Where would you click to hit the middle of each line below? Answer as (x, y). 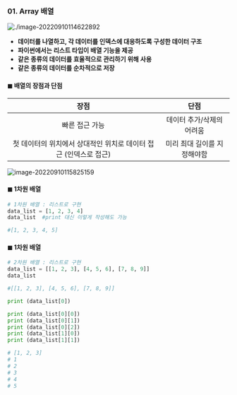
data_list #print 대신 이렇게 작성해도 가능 (67, 218)
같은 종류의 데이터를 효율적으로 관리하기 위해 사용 (85, 59)
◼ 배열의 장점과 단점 (35, 86)
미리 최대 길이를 (190, 143)
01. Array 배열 (31, 11)
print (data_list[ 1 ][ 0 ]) (44, 334)
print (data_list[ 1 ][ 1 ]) (44, 341)
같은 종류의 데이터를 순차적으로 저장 (66, 68)
